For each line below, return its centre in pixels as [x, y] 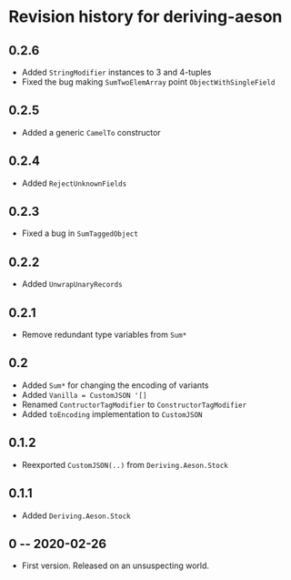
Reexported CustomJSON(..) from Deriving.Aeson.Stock [125, 464]
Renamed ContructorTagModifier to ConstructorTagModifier [134, 404]
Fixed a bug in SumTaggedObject [80, 233]
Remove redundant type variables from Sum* [104, 335]
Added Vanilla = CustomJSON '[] [84, 394]
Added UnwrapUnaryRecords [72, 284]
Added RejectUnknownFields [74, 183]
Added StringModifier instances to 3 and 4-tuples [116, 72]
